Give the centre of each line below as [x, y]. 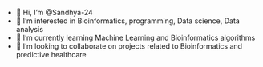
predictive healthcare [51, 55]
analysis [30, 29]
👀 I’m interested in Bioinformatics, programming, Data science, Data [128, 21]
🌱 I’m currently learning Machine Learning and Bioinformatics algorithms [136, 37]
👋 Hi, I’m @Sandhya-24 [55, 12]
